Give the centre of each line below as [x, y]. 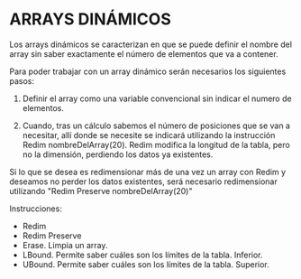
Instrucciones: [36, 209]
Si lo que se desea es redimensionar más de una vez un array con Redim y [148, 172]
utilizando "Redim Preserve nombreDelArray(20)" [101, 191]
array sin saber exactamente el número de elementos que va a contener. [144, 53]
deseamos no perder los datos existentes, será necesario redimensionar [143, 181]
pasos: [22, 80]
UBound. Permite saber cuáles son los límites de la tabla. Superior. [146, 264]
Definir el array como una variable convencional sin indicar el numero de [157, 98]
